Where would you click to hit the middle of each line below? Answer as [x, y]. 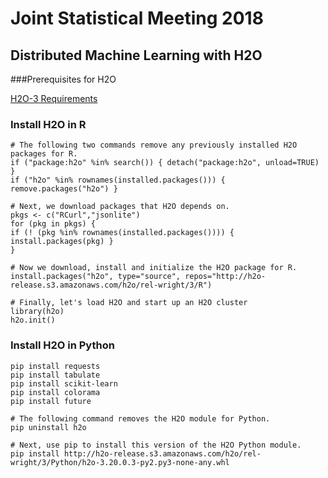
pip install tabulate [55, 375]
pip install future [51, 401]
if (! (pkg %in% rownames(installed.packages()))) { [122, 233]
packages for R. [44, 154]
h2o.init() [33, 320]
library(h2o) [37, 312]
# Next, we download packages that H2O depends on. [120, 207]
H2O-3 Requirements [54, 98]
